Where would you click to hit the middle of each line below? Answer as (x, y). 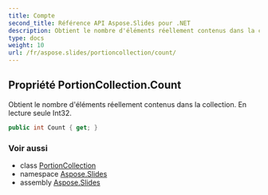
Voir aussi (28, 148)
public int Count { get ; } (53, 127)
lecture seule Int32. (40, 113)
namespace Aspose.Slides (63, 173)
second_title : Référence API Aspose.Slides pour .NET (100, 23)
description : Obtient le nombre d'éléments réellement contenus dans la (132, 30)
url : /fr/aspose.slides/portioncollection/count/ (93, 53)
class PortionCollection (58, 165)
